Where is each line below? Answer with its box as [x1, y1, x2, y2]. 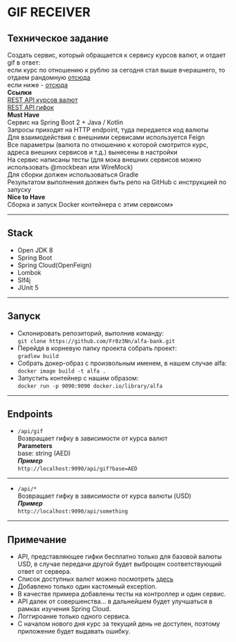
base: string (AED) [17, 449, 71, 458]
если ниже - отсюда [7, 81, 68, 89]
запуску [7, 186, 32, 193]
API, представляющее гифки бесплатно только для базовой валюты [17, 553, 223, 561]
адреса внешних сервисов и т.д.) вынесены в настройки [7, 148, 178, 156]
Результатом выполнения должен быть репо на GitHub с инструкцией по [7, 178, 227, 186]
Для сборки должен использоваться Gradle [7, 170, 139, 179]
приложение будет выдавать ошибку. [17, 627, 131, 636]
